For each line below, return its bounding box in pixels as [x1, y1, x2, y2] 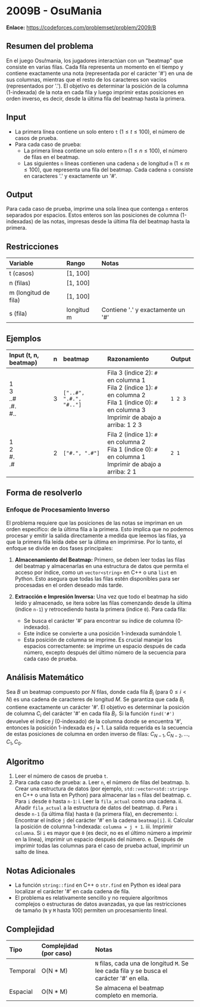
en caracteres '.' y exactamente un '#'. [23, 172, 117, 179]
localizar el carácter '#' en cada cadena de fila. [14, 888, 130, 895]
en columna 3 [107, 406, 146, 414]
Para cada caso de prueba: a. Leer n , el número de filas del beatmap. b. [14, 779, 190, 786]
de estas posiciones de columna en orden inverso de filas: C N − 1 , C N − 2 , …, [6, 730, 190, 739]
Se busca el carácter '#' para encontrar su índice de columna [23, 617, 174, 624]
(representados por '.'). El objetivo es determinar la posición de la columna [6, 82, 189, 89]
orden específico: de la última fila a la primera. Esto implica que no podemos [6, 525, 194, 532]
